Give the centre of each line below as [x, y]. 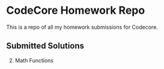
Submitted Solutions [45, 46]
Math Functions [34, 60]
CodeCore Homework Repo [76, 10]
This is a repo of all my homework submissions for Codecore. [82, 27]
